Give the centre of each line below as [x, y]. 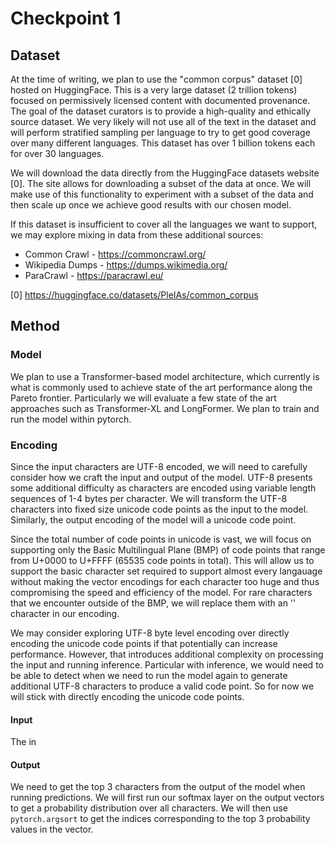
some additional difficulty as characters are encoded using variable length [163, 488]
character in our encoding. [65, 613]
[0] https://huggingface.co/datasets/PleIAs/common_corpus [134, 295]
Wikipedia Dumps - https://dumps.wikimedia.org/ [126, 265]
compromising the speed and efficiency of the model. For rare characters [161, 592]
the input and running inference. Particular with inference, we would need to [167, 664]
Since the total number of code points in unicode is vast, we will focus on [161, 539]
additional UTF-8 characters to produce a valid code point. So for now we [162, 686]
